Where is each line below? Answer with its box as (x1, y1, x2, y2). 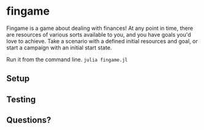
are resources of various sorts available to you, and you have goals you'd (6, 31, 191, 38)
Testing (6, 94, 36, 104)
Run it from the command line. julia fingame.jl (6, 56, 128, 63)
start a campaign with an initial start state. (6, 44, 112, 51)
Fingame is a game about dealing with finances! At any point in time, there (6, 24, 194, 32)
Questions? (6, 115, 51, 126)
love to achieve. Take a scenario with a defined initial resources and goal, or (6, 37, 198, 45)
